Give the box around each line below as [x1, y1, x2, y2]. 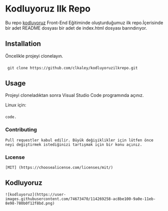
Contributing [5, 126, 37, 133]
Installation [5, 40, 41, 48]
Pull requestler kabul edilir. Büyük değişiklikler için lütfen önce [5, 138, 154, 143]
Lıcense [5, 154, 25, 161]
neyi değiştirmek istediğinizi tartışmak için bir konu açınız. [5, 142, 142, 147]
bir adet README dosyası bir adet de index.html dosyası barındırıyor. [5, 25, 147, 31]
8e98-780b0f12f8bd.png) [5, 200, 55, 206]
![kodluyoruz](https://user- [5, 192, 66, 197]
